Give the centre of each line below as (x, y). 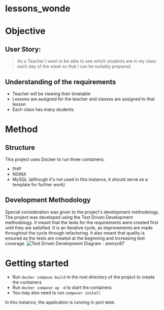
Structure (20, 148)
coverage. (15, 243)
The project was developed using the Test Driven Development (69, 217)
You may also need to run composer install (56, 293)
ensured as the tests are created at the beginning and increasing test (75, 238)
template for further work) (39, 185)
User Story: (23, 49)
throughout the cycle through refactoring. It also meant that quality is (75, 233)
